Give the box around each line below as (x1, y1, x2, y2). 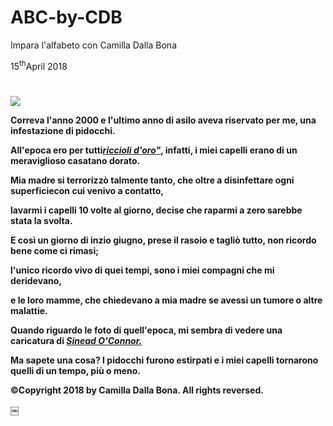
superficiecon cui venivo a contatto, (10, 184, 165, 196)
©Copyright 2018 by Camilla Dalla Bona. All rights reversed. (10, 384, 264, 396)
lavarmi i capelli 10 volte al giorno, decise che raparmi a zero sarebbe (10, 204, 303, 216)
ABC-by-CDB (10, 6, 123, 29)
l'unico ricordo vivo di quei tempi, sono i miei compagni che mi (10, 264, 275, 276)
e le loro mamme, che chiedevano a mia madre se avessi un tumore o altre (10, 294, 323, 306)
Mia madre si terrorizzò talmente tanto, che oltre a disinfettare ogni (10, 174, 295, 186)
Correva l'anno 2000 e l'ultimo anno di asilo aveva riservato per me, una (10, 114, 317, 126)
